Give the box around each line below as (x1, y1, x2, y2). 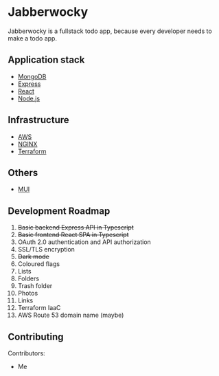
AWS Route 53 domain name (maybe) (17, 311, 124, 320)
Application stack (8, 54, 85, 66)
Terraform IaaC (17, 304, 61, 312)
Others (8, 166, 38, 179)
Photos (17, 289, 38, 298)
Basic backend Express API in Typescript (17, 223, 134, 232)
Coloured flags (17, 260, 60, 268)
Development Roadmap (8, 205, 111, 217)
